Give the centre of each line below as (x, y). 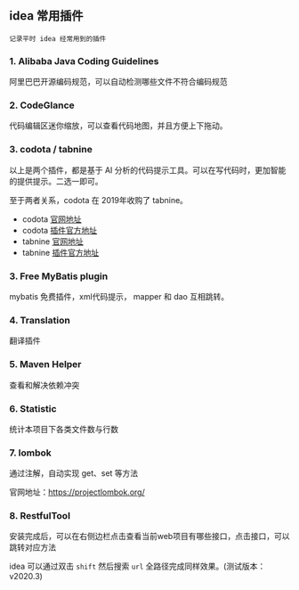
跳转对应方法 (32, 547)
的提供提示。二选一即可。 (56, 181)
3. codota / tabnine (51, 150)
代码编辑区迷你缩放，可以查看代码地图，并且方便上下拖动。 (118, 126)
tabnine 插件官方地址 (61, 252)
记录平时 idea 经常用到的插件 (58, 38)
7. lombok (30, 453)
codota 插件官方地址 (60, 230)
